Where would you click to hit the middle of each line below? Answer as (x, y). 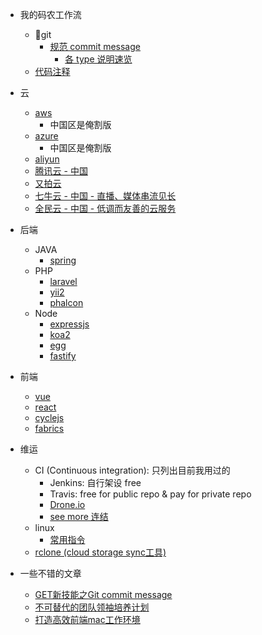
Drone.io (67, 504)
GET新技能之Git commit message (103, 594)
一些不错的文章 (50, 573)
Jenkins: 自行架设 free (95, 482)
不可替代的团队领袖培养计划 (92, 607)
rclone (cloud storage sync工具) (100, 552)
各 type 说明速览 (98, 59)
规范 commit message (95, 46)
